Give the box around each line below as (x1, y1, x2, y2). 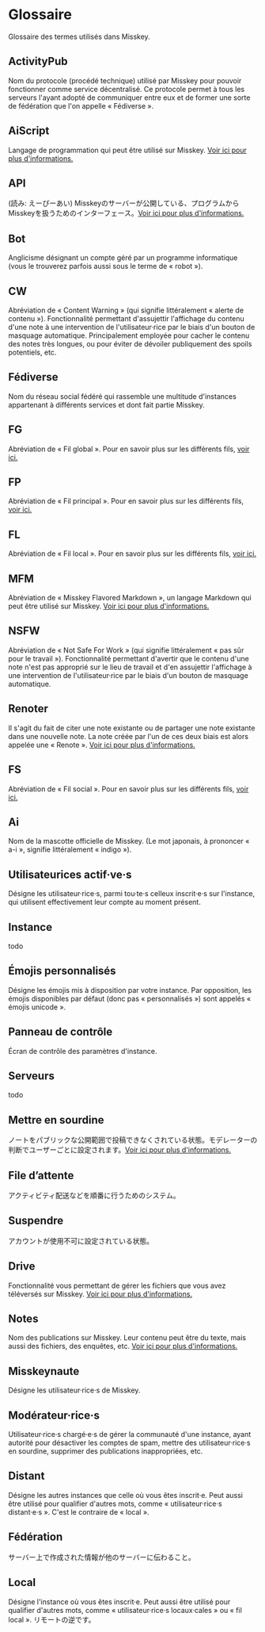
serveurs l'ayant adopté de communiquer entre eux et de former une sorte (8, 93, 251, 102)
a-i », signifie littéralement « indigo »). (8, 845, 132, 854)
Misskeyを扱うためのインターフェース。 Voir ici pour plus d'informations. (8, 209, 244, 218)
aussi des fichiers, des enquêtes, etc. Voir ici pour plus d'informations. (8, 1342, 238, 1351)
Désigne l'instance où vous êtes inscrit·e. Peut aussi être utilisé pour (8, 1596, 231, 1607)
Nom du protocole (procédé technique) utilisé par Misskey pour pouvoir (8, 75, 242, 85)
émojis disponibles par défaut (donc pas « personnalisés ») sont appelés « (8, 994, 252, 1003)
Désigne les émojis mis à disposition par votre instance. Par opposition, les (8, 985, 252, 994)
